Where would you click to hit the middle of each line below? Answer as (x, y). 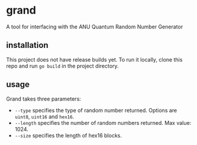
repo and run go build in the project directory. (63, 66)
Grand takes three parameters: (44, 99)
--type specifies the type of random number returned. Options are (96, 110)
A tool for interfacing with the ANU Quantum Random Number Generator (95, 27)
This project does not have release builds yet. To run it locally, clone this (94, 59)
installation (27, 45)
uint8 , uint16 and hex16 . (44, 117)
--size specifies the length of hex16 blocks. (68, 135)
